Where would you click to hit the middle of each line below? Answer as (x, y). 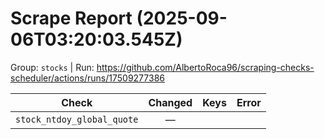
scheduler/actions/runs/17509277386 (87, 78)
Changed (170, 102)
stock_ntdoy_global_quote (77, 119)
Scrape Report (71, 18)
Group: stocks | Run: (52, 67)
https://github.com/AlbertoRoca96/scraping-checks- (205, 67)
